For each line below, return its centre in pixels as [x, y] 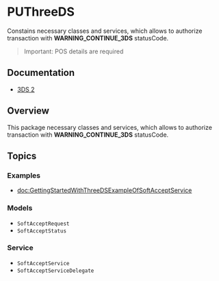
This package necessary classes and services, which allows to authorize [109, 127]
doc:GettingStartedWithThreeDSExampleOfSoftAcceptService [104, 190]
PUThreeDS [41, 12]
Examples [24, 175]
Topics [22, 156]
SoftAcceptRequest [43, 224]
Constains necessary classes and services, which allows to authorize [105, 31]
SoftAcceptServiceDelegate [55, 271]
